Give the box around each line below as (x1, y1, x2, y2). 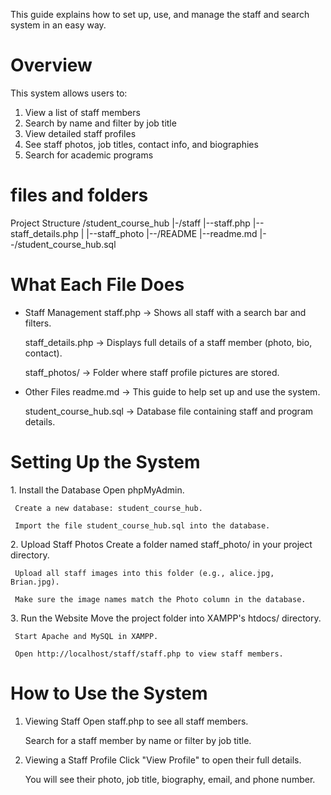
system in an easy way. (10, 19, 107, 31)
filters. (24, 317, 52, 329)
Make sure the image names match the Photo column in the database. (14, 594, 307, 604)
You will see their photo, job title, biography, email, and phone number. (24, 773, 316, 785)
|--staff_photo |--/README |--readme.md (86, 227, 258, 239)
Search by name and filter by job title (24, 117, 177, 129)
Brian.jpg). (10, 577, 60, 587)
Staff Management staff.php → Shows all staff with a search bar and (24, 306, 307, 318)
